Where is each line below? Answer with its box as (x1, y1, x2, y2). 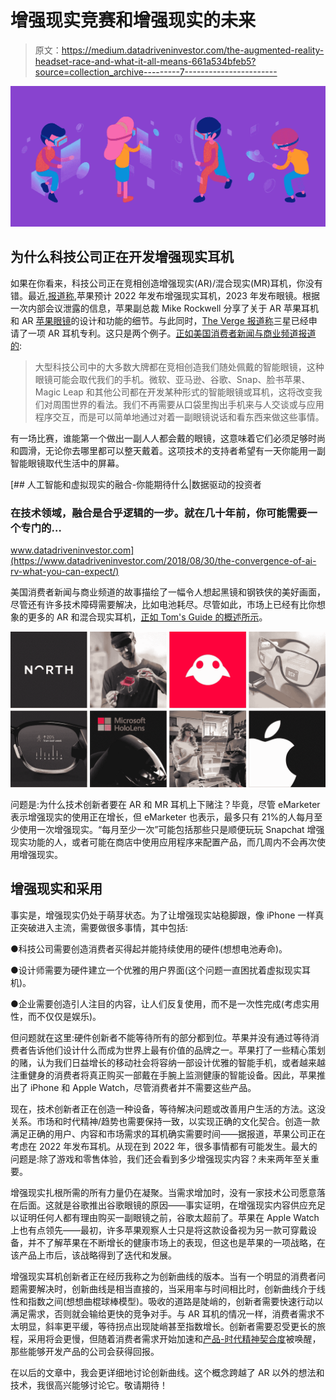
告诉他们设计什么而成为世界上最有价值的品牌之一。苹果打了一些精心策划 (27, 1044, 326, 1056)
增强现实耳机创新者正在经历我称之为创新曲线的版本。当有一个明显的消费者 (10, 1270, 317, 1282)
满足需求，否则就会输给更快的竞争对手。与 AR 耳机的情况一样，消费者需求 (10, 1307, 317, 1320)
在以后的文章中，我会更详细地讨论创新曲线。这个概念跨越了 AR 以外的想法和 (10, 1366, 325, 1378)
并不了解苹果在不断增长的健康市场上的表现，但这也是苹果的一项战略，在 (27, 1236, 326, 1248)
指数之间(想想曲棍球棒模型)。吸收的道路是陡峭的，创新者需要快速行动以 (27, 1295, 324, 1307)
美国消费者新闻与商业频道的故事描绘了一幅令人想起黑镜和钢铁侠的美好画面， (10, 586, 326, 598)
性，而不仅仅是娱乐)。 (10, 1010, 102, 1022)
